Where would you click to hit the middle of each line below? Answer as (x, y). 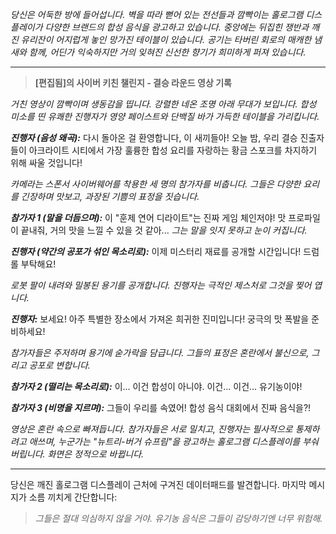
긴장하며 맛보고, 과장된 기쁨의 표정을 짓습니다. (110, 196)
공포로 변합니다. (59, 365)
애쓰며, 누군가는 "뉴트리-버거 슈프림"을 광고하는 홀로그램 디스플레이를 (164, 441)
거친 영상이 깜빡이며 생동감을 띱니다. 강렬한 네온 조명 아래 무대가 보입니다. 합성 (163, 104)
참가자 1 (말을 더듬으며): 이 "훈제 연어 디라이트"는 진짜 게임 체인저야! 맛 (148, 217)
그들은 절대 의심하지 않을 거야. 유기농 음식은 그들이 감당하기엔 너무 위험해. (178, 518)
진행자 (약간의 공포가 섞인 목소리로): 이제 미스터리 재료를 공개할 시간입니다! (156, 251)
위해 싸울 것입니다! (46, 162)
